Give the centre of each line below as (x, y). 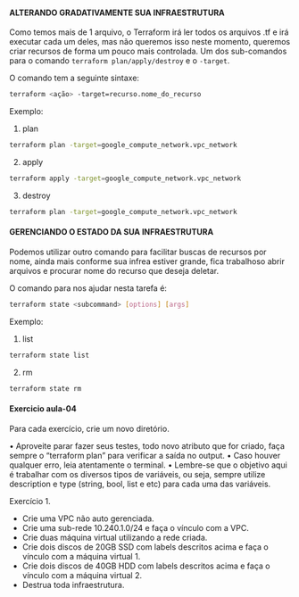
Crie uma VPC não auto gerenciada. (88, 518)
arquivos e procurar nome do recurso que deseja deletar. (114, 270)
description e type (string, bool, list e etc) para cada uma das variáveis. (140, 484)
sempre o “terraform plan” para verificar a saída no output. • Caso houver (145, 455)
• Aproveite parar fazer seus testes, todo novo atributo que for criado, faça (147, 445)
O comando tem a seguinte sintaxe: (75, 78)
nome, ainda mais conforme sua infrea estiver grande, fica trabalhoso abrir (147, 261)
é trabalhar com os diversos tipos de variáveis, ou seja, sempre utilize (137, 474)
